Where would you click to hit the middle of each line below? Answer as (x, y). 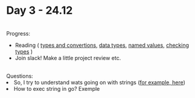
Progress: (18, 33)
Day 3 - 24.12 (40, 11)
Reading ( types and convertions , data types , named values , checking (102, 45)
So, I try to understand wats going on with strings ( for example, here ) (100, 82)
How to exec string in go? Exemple (57, 88)
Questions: (20, 76)
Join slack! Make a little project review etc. (68, 58)
